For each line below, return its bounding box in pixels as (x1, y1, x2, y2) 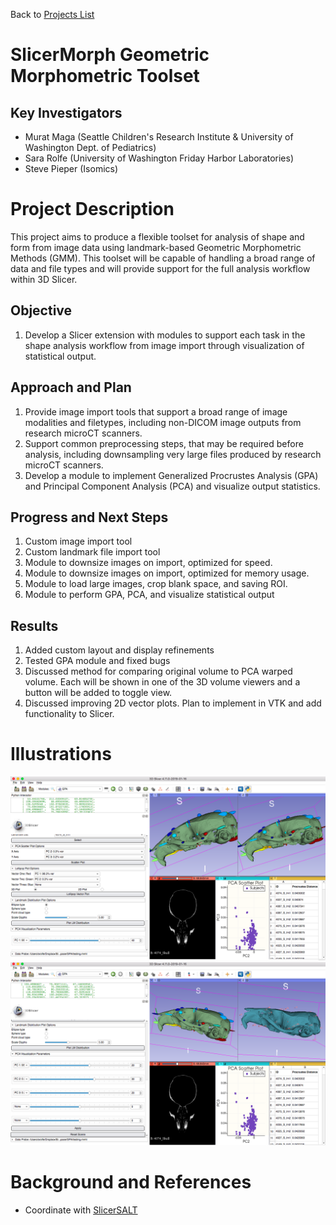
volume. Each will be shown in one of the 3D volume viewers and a (24, 676, 301, 688)
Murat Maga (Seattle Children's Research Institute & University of (24, 131, 294, 143)
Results (10, 617, 59, 634)
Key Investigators (10, 104, 123, 121)
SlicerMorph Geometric (10, 44, 210, 66)
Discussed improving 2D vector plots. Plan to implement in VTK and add (24, 697, 322, 709)
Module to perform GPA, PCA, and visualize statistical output (24, 589, 275, 601)
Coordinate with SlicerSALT (24, 1204, 138, 1216)
